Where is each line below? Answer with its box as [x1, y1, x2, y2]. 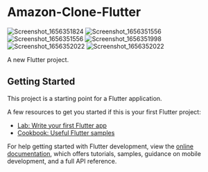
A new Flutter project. [7, 55, 69, 63]
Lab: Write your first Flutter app [17, 121, 107, 130]
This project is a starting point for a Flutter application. [7, 94, 162, 102]
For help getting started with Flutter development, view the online [7, 142, 194, 150]
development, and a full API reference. [7, 157, 117, 165]
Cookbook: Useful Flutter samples [17, 128, 115, 136]
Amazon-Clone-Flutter [7, 4, 141, 20]
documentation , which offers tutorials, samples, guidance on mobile [7, 149, 201, 157]
